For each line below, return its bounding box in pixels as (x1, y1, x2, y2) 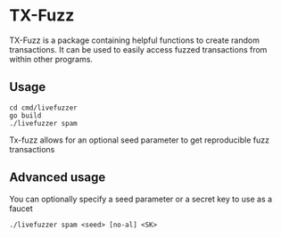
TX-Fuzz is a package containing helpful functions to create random (9, 35, 260, 45)
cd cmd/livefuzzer (9, 103, 78, 112)
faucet (9, 202, 33, 214)
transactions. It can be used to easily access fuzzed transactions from (9, 44, 268, 54)
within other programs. (9, 53, 94, 64)
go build (9, 111, 42, 120)
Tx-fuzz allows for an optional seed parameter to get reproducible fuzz (9, 135, 270, 145)
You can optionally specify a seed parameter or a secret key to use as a (9, 193, 273, 204)
